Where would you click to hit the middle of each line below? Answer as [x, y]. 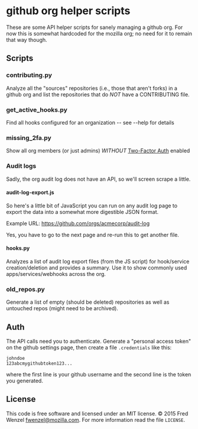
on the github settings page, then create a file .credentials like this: [89, 347]
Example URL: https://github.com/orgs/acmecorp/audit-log [78, 223]
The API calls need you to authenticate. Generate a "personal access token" [99, 342]
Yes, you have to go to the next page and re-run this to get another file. [92, 235]
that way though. [27, 40]
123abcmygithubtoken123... [39, 364]
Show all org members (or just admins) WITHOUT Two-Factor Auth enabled [98, 151]
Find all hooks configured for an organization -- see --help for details [90, 122]
